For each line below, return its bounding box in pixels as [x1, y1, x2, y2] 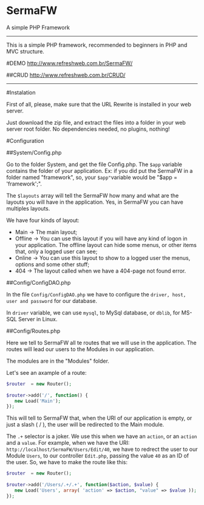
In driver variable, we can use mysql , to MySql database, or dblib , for [6, 308, 180, 316]
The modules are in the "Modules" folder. [6, 357, 109, 364]
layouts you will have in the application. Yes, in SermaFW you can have [6, 198, 183, 206]
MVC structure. [6, 47, 44, 55]
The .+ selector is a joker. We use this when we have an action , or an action [6, 433, 197, 440]
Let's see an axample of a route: [6, 369, 87, 376]
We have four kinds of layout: [6, 217, 80, 224]
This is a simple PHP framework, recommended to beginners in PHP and [6, 41, 188, 49]
